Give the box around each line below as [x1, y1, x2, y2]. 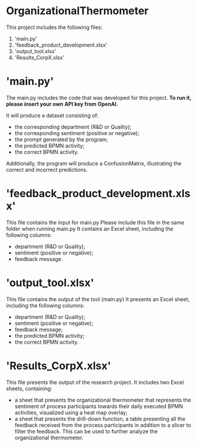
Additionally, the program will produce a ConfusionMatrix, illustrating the [6, 159, 182, 167]
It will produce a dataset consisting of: [6, 112, 99, 119]
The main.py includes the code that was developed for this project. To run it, [6, 94, 192, 101]
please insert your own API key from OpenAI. [6, 100, 119, 107]
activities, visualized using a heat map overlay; [14, 409, 128, 416]
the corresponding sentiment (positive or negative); [14, 129, 140, 136]
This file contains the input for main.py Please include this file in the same [6, 218, 185, 226]
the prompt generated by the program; [14, 136, 108, 143]
